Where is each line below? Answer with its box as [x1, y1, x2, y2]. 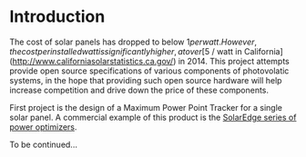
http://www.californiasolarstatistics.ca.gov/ [12, 55, 174, 66]
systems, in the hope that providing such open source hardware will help [9, 74, 282, 85]
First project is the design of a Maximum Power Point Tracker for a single [9, 102, 282, 113]
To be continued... [9, 139, 77, 150]
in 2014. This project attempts [178, 55, 290, 66]
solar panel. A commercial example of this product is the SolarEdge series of [9, 112, 297, 123]
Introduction [9, 6, 106, 27]
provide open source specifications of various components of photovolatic [9, 65, 290, 76]
